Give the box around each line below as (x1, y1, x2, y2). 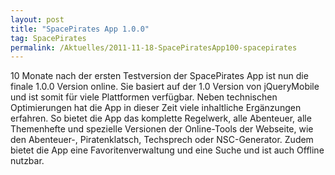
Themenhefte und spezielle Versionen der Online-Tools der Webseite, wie (10, 123, 314, 135)
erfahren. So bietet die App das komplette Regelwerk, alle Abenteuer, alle (10, 112, 312, 125)
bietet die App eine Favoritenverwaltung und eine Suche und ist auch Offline (10, 144, 325, 156)
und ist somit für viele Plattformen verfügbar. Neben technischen (10, 91, 278, 103)
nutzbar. (10, 155, 45, 167)
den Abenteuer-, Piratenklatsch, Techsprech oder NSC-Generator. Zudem (10, 134, 314, 146)
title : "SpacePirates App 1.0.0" (10, 24, 150, 34)
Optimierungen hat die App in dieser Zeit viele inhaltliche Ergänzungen (10, 102, 302, 114)
